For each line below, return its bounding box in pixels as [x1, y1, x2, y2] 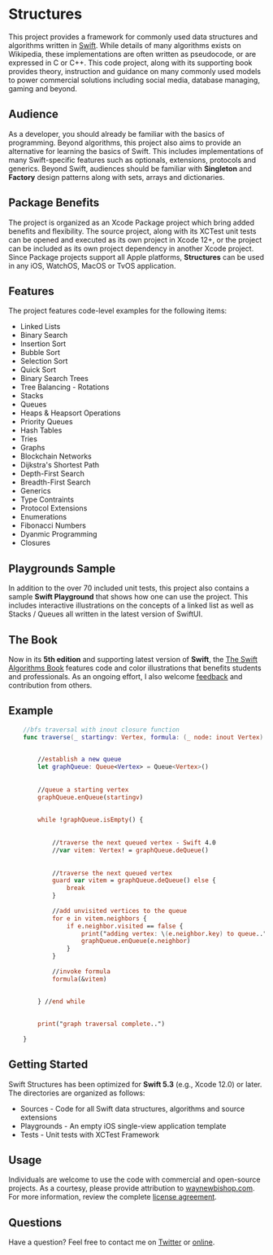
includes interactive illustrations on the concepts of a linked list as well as [8, 600, 254, 611]
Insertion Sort [19, 339, 67, 349]
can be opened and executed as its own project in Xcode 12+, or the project [8, 235, 262, 244]
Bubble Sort [19, 348, 61, 358]
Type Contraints [19, 494, 75, 505]
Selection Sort [19, 356, 68, 366]
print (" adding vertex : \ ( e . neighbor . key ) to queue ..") [80, 929, 271, 937]
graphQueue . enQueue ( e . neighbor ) [80, 937, 191, 946]
